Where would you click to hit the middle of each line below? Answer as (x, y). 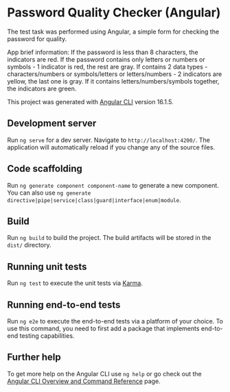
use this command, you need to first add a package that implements (103, 328)
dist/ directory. (29, 245)
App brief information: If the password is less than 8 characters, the (103, 52)
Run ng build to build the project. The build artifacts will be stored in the (109, 238)
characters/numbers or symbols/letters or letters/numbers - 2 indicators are (115, 74)
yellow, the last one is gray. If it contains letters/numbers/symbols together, (113, 81)
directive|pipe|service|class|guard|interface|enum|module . (94, 199)
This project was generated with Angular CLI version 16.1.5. (90, 101)
